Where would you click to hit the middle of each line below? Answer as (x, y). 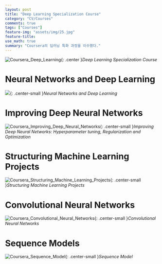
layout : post (18, 9)
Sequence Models (42, 243)
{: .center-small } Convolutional (125, 218)
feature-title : (20, 37)
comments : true (20, 23)
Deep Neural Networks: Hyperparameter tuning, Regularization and (73, 131)
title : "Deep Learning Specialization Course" (53, 14)
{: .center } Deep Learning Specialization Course (109, 59)
